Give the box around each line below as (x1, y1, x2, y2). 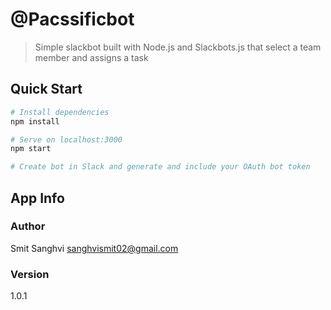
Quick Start (10, 81, 83, 98)
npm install (10, 116, 60, 127)
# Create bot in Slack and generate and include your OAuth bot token (10, 162, 311, 172)
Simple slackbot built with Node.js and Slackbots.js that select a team (34, 41, 322, 53)
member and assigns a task (34, 51, 149, 63)
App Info (10, 189, 65, 207)
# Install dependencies (10, 107, 110, 117)
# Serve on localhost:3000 (10, 134, 123, 145)
